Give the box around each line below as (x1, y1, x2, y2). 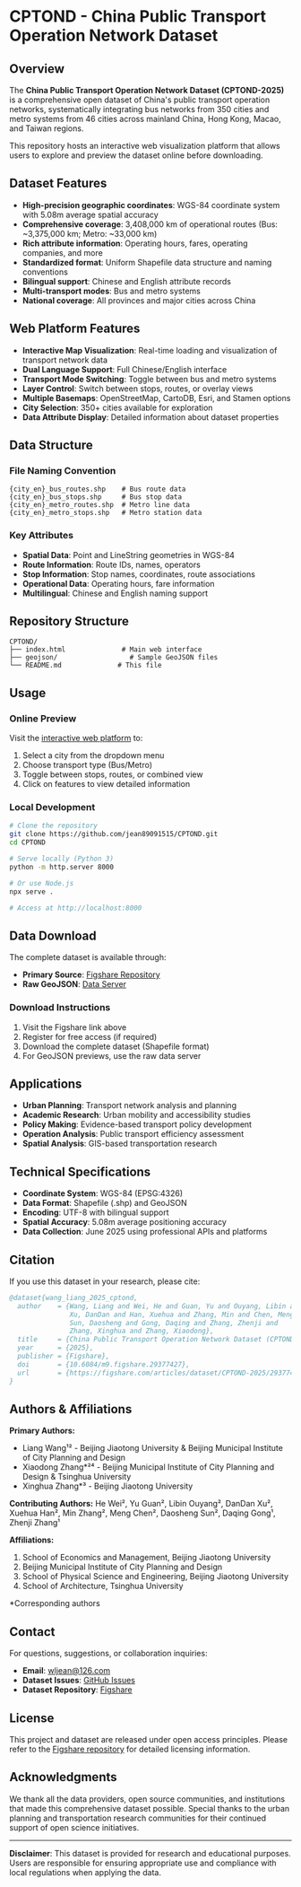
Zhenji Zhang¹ (9, 1517, 61, 1528)
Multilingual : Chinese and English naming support (21, 588, 209, 598)
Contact (9, 1624, 56, 1639)
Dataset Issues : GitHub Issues (21, 1675, 136, 1686)
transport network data (21, 354, 108, 365)
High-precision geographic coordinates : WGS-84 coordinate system (21, 199, 280, 210)
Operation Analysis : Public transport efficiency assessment (21, 1129, 245, 1140)
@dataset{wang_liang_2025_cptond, (9, 1293, 139, 1302)
